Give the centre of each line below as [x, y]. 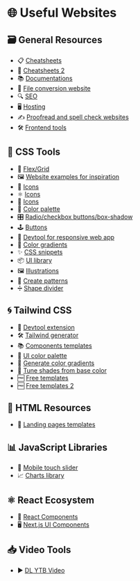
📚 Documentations [45, 78]
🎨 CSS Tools [34, 152]
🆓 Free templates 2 [45, 385]
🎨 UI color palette [42, 355]
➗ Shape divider [40, 288]
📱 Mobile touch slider [47, 467]
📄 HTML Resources [49, 408]
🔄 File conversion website [54, 88]
